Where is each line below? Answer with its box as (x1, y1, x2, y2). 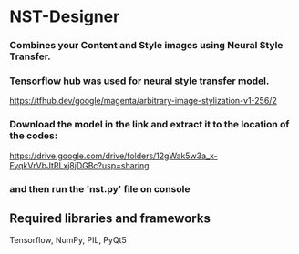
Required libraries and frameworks (9, 211, 211, 227)
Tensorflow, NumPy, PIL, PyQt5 (9, 235, 128, 246)
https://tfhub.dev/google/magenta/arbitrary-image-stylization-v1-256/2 (9, 96, 278, 107)
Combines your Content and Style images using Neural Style (9, 39, 284, 52)
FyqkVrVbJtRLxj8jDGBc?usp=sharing (9, 159, 149, 170)
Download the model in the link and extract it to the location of (9, 118, 290, 131)
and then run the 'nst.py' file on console (9, 182, 191, 195)
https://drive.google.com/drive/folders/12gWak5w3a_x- (9, 150, 218, 161)
